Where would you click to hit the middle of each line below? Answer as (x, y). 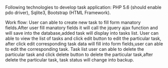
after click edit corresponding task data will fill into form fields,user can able (84, 44)
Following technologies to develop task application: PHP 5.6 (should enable (83, 7)
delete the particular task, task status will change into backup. (70, 60)
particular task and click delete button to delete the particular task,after (79, 54)
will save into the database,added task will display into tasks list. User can (82, 33)
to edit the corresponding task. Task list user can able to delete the (75, 49)
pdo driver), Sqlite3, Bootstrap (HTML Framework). (58, 13)
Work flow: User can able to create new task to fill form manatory (73, 22)
